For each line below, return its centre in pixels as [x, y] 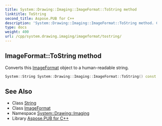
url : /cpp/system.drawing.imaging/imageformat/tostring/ [63, 37]
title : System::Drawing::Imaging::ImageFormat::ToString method [71, 9]
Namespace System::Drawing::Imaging [51, 113]
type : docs [16, 28]
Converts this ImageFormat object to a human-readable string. [67, 68]
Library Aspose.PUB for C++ [40, 118]
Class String [24, 103]
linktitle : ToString [26, 14]
